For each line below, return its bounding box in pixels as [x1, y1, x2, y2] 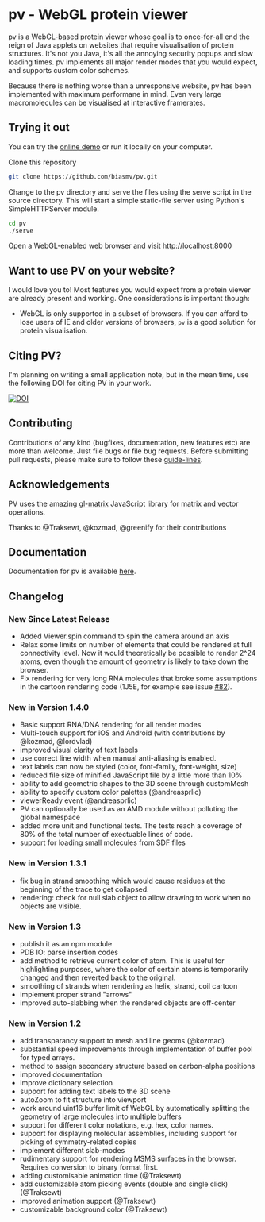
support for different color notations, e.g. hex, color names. [19, 1120, 214, 1130]
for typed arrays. [19, 1053, 75, 1062]
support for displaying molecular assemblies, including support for [19, 1129, 238, 1139]
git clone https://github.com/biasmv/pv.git [8, 172, 158, 180]
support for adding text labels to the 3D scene [19, 1086, 171, 1097]
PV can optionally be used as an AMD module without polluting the [19, 804, 238, 814]
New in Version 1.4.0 [8, 702, 90, 713]
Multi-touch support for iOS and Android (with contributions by [19, 728, 225, 738]
